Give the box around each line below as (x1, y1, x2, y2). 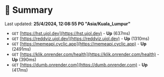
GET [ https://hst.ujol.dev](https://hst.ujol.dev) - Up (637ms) (11, 30, 131, 36)
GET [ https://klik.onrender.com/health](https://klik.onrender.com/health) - (11, 51, 160, 57)
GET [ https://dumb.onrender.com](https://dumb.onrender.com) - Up (11, 62, 148, 68)
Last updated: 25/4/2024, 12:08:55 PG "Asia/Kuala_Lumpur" (4, 21, 131, 27)
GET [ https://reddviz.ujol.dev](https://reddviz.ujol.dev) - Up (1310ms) (11, 36, 150, 41)
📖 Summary (4, 4, 53, 16)
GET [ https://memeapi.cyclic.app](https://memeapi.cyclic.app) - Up (11, 40, 147, 46)
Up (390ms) (11, 56, 36, 62)
